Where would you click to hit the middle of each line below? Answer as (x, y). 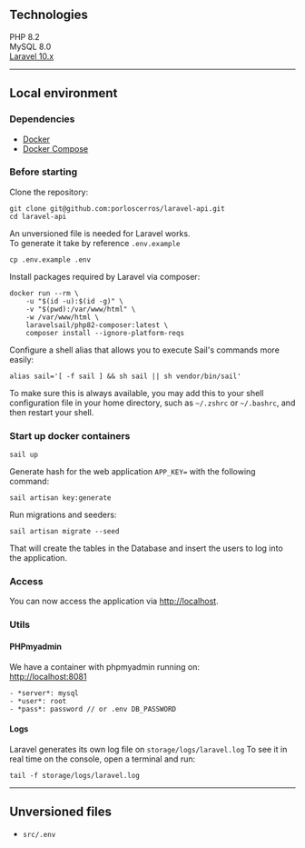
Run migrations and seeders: (63, 515)
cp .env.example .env (50, 259)
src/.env (39, 834)
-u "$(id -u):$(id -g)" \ (75, 301)
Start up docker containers (70, 435)
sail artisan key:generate (60, 498)
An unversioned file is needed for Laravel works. (100, 233)
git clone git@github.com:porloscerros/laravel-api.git (117, 208)
